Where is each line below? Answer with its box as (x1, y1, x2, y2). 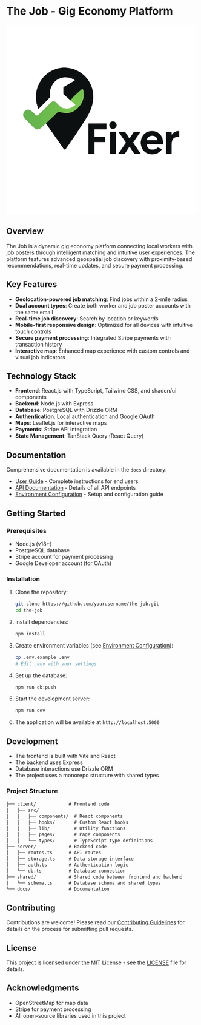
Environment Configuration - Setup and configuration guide (15, 490, 163, 498)
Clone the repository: (15, 589, 68, 596)
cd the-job (15, 607, 43, 614)
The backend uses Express (15, 759, 83, 766)
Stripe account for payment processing (15, 553, 113, 560)
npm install (15, 631, 45, 637)
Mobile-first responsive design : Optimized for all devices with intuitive (15, 321, 193, 328)
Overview (6, 226, 44, 237)
